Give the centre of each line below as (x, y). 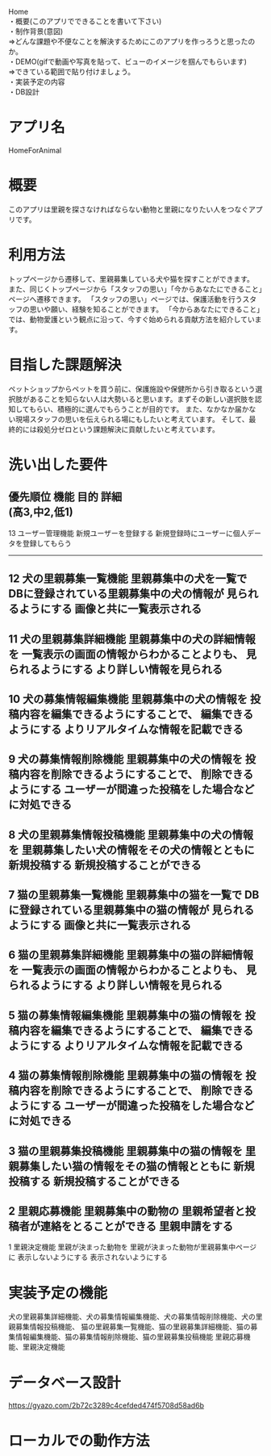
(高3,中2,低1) (41, 512)
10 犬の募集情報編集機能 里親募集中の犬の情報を (128, 699)
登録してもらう (47, 543)
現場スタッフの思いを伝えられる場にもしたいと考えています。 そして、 (132, 419)
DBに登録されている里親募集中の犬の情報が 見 (123, 594)
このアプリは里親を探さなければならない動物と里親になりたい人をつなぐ (128, 209)
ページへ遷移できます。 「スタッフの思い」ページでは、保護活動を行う (125, 299)
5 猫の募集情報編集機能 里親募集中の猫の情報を (126, 1015)
